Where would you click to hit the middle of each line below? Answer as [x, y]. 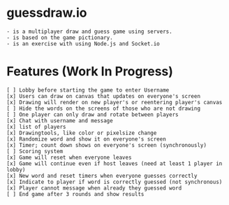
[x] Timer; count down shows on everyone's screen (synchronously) [107, 145]
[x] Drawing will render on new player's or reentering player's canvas [114, 102]
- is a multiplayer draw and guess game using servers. [89, 31]
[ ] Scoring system [35, 151]
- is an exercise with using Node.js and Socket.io [83, 43]
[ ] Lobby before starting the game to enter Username [88, 90]
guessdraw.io [47, 13]
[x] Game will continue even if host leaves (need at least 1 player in [114, 163]
